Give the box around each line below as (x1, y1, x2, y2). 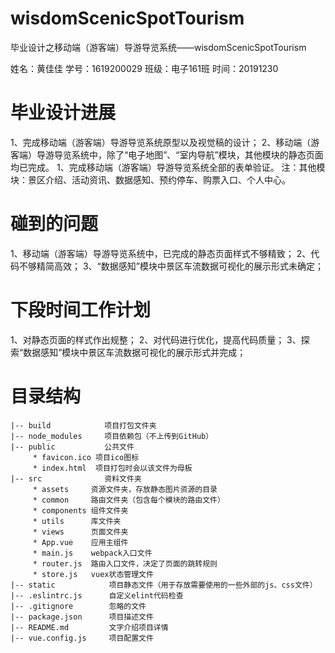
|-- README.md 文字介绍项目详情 (10, 622, 169, 632)
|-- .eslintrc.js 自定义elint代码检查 (10, 590, 184, 601)
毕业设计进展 (10, 102, 117, 124)
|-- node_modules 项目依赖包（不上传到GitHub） (10, 431, 214, 441)
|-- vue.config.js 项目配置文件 (10, 633, 154, 643)
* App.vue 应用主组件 (32, 537, 129, 547)
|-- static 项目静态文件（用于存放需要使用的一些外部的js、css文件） (10, 580, 318, 590)
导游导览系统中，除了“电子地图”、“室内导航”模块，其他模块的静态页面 (36, 148, 324, 161)
